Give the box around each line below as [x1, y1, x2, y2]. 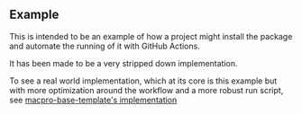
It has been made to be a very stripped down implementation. [9, 57, 238, 68]
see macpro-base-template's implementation [9, 94, 178, 105]
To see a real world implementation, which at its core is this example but [9, 75, 278, 86]
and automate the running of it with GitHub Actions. [9, 40, 200, 51]
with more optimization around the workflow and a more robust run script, [9, 84, 284, 95]
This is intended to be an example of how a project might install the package [9, 31, 293, 41]
